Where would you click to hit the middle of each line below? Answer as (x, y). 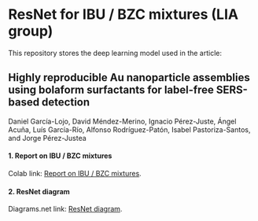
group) (31, 31)
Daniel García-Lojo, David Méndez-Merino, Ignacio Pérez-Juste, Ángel (122, 121)
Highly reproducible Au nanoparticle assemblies (129, 77)
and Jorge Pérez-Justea (47, 138)
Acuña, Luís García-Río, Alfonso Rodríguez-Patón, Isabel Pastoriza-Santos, (129, 129)
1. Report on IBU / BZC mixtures (60, 156)
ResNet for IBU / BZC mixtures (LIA (123, 15)
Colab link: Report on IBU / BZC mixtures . (75, 173)
